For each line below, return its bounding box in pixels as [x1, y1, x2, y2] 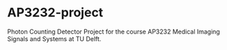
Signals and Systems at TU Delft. [7, 34, 102, 42]
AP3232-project [7, 5, 104, 21]
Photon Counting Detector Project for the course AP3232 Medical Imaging [7, 27, 221, 36]
